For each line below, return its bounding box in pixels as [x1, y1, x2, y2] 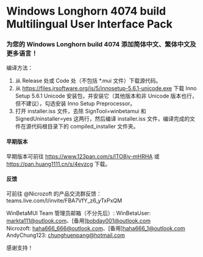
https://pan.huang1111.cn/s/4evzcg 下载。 [6, 160, 111, 167]
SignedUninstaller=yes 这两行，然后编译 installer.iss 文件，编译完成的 [15, 115, 190, 122]
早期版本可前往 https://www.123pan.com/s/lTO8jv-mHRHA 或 [6, 152, 160, 160]
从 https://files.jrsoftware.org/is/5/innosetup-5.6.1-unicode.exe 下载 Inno [15, 85, 197, 92]
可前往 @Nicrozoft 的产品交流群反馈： [6, 190, 102, 197]
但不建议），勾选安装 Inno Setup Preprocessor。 [15, 100, 136, 107]
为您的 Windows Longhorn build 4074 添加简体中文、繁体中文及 [6, 40, 196, 49]
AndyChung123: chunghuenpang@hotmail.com [6, 231, 126, 239]
